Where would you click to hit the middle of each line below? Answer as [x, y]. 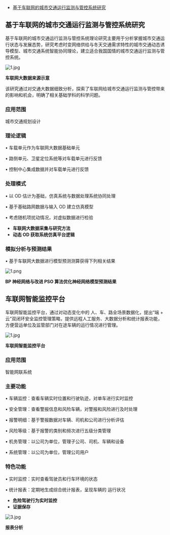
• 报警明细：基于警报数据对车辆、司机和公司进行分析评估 [65, 420]
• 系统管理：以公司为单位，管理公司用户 [47, 452]
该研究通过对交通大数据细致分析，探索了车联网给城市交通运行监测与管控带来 [85, 88]
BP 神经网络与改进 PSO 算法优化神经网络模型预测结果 [61, 281]
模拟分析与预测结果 [29, 249]
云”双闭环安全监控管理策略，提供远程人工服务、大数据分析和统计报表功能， [84, 318]
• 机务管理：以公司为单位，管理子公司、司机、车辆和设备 [65, 442]
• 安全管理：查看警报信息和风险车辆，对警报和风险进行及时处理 [71, 409]
